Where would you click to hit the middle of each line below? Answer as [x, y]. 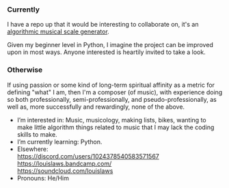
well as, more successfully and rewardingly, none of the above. [96, 107]
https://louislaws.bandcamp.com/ [64, 163]
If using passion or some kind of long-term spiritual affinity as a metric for [111, 85]
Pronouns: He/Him [43, 178]
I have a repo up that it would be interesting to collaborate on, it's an [103, 25]
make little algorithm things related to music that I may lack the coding [116, 127]
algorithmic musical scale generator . [58, 31]
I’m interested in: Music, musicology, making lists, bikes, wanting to [111, 120]
